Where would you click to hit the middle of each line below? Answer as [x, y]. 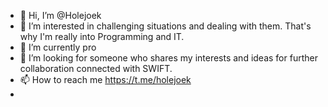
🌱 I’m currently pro [58, 47]
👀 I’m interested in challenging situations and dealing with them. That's [165, 26]
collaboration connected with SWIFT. [96, 68]
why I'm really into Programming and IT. [102, 36]
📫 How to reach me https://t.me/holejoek [105, 79]
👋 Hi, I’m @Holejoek [60, 15]
